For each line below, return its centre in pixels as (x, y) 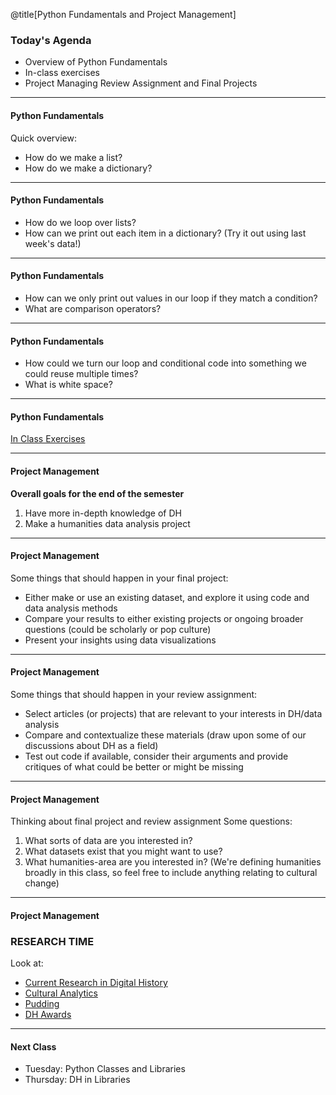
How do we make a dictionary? (88, 168)
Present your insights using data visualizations (120, 640)
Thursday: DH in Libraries (77, 1080)
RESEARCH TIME (52, 941)
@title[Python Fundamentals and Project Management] (123, 14)
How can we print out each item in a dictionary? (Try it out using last (165, 233)
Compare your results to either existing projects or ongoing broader (164, 618)
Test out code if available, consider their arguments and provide (156, 756)
